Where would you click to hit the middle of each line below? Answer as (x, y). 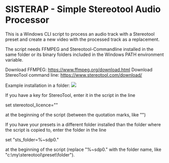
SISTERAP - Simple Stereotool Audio (83, 9)
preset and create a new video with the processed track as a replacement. (82, 39)
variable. (14, 60)
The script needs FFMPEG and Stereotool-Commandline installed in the (79, 49)
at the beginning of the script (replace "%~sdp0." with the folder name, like (83, 149)
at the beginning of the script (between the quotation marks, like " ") (76, 115)
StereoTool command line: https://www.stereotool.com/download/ (74, 75)
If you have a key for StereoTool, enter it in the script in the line (70, 95)
